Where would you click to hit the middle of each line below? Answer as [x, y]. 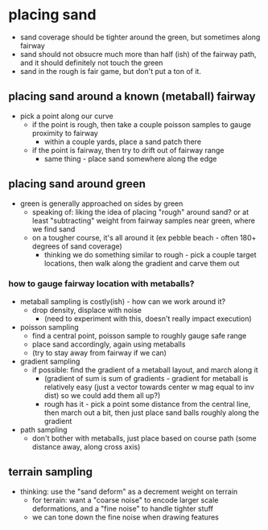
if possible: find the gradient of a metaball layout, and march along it [145, 370]
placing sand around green [77, 184]
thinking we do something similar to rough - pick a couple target [150, 254]
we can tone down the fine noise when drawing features [125, 517]
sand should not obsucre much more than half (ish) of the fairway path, [138, 54]
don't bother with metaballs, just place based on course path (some [144, 438]
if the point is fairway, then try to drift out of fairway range [128, 150]
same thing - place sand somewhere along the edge [130, 158]
